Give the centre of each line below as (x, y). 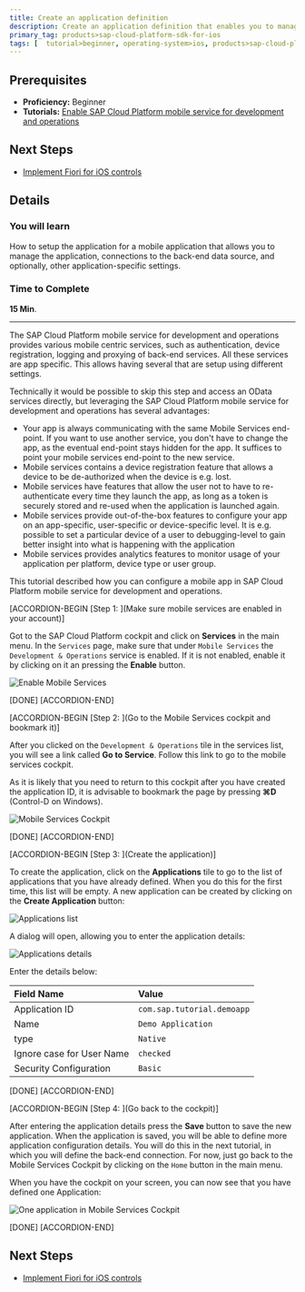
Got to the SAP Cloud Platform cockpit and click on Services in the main (144, 636)
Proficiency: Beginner (64, 102)
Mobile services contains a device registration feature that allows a (148, 467)
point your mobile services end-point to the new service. (128, 457)
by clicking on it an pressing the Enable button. (98, 664)
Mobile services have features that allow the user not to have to (141, 486)
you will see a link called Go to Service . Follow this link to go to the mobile (148, 754)
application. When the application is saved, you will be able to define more (148, 1136)
